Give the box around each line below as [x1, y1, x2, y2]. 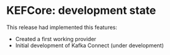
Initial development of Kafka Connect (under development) [15, 42, 164, 49]
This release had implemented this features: [6, 24, 118, 31]
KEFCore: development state [6, 4, 156, 18]
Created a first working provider [15, 35, 96, 42]
